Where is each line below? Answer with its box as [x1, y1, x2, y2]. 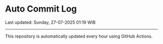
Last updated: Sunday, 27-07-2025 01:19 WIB [5, 19, 96, 25]
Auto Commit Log [5, 3, 77, 15]
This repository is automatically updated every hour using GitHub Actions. [5, 33, 153, 39]
